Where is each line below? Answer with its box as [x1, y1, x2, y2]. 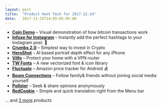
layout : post [5, 7, 31, 12]
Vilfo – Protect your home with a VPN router [12, 55, 100, 61]
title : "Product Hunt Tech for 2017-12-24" [5, 12, 96, 16]
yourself [12, 78, 29, 84]
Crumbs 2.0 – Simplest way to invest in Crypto [12, 45, 105, 51]
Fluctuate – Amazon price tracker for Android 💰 [12, 66, 108, 72]
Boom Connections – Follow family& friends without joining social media [12, 73, 157, 78]
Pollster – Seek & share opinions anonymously [12, 83, 105, 89]
